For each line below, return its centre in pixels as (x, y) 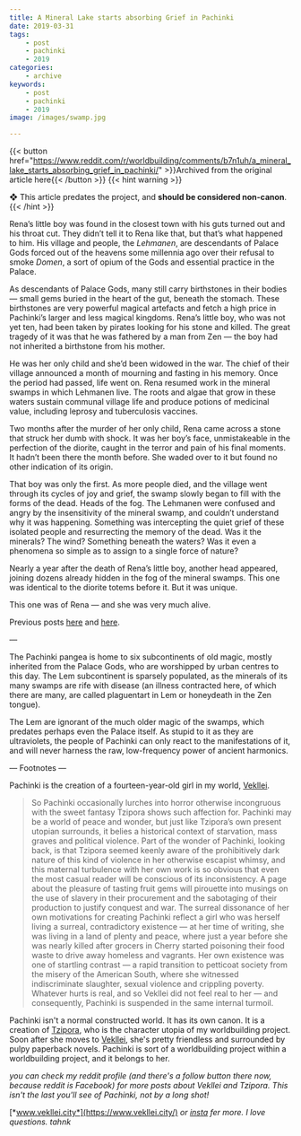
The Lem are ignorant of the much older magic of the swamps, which (137, 722)
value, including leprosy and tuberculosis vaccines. (104, 411)
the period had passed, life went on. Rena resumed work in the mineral (140, 383)
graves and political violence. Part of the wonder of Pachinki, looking (158, 841)
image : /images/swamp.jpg (57, 118)
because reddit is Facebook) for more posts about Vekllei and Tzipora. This (149, 1086)
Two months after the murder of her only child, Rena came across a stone (145, 429)
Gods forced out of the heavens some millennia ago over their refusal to (142, 253)
